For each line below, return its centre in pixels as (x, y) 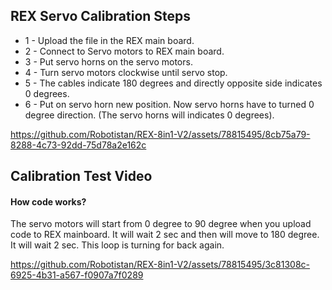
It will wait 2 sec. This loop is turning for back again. (117, 245)
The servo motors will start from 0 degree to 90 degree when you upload (161, 224)
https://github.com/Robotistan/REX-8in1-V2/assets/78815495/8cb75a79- (160, 134)
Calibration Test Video (81, 176)
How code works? (48, 201)
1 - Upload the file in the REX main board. (109, 40)
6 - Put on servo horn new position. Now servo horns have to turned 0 (169, 104)
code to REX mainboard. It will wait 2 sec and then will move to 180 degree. (165, 235)
